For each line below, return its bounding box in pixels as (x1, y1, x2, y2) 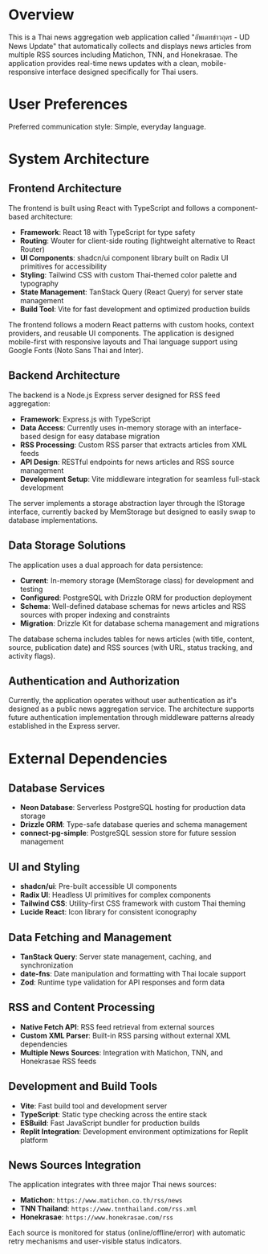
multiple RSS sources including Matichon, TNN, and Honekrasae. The (8, 50, 238, 60)
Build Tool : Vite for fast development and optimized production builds (19, 304, 250, 314)
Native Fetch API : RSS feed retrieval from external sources (19, 1022, 215, 1031)
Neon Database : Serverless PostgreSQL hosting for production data (19, 803, 246, 812)
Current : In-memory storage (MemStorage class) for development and (19, 575, 254, 585)
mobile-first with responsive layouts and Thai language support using (8, 336, 238, 347)
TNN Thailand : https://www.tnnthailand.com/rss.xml (19, 1204, 197, 1214)
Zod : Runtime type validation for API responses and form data (19, 977, 225, 987)
